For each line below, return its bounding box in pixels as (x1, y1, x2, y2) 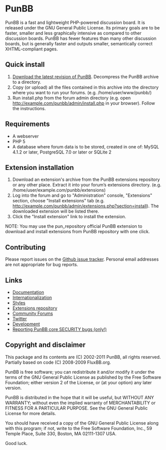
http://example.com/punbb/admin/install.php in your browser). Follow (12, 100, 156, 106)
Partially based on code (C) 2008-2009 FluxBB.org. (5, 359, 111, 365)
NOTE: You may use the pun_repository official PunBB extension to (5, 223, 143, 229)
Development (12, 321, 40, 327)
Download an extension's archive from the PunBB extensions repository (12, 176, 161, 182)
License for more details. (5, 410, 56, 416)
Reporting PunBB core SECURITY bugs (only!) (12, 326, 107, 332)
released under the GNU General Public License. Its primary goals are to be (5, 24, 160, 30)
